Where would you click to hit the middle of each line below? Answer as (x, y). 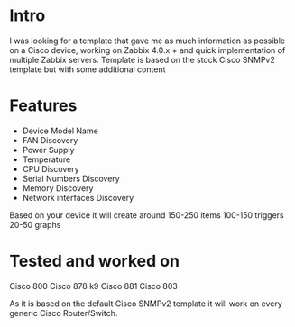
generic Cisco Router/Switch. (64, 313)
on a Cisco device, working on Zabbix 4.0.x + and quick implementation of (147, 50)
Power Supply (48, 150)
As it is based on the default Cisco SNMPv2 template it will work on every (146, 304)
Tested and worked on (95, 261)
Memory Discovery (58, 188)
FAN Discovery (50, 140)
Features (43, 106)
